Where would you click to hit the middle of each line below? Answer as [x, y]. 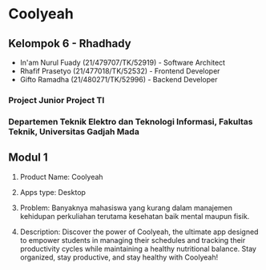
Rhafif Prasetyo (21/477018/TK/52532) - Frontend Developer [120, 71]
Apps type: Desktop [53, 192]
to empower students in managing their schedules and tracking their [133, 240]
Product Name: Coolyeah [61, 177]
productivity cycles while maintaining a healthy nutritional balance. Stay [138, 248]
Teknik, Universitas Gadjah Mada [74, 131]
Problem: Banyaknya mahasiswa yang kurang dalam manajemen [126, 208]
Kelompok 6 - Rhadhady [70, 44]
